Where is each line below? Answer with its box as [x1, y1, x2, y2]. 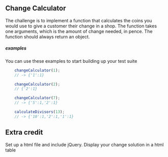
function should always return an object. [5, 33, 90, 40]
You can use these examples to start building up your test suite [5, 58, 137, 64]
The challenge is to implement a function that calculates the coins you [5, 17, 152, 23]
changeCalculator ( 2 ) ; [14, 82, 60, 87]
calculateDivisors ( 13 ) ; [14, 109, 65, 114]
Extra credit [5, 128, 43, 137]
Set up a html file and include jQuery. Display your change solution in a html [5, 141, 164, 147]
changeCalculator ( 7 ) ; [14, 96, 60, 101]
